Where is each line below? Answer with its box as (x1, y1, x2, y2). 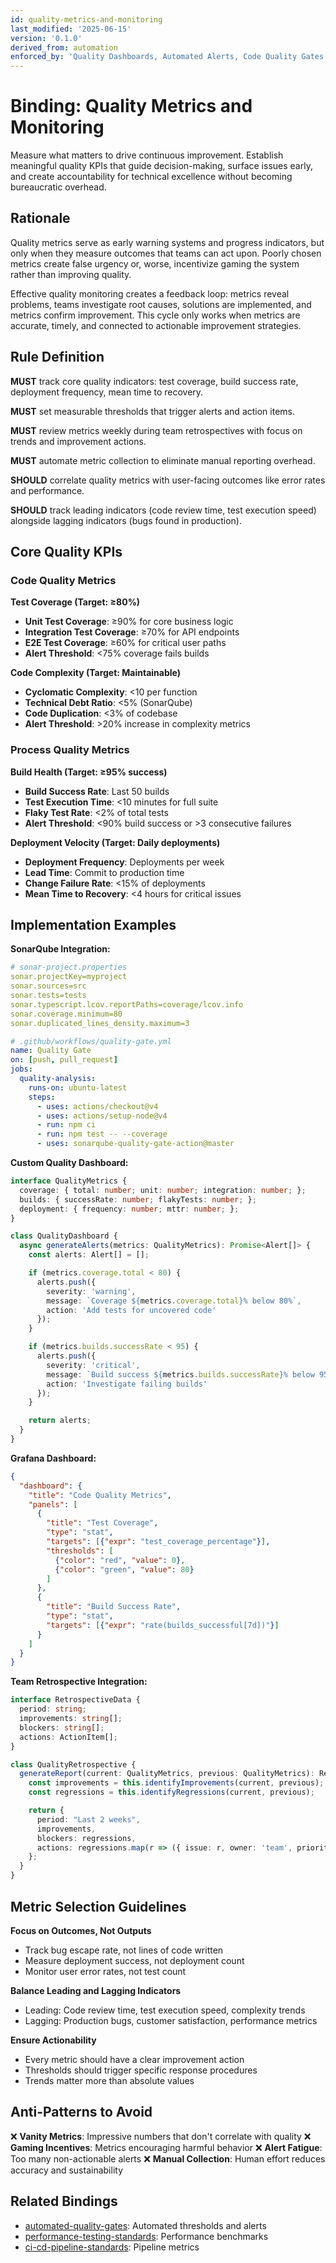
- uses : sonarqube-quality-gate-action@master (36, 1139, 235, 1149)
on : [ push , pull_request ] (10, 1055, 118, 1065)
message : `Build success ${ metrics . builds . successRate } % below (46, 1369, 315, 1380)
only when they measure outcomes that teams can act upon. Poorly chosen (10, 247, 322, 259)
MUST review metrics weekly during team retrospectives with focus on (10, 424, 303, 436)
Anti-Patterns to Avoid (10, 2104, 153, 2121)
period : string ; (19, 1704, 87, 1715)
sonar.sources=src (10, 981, 87, 991)
